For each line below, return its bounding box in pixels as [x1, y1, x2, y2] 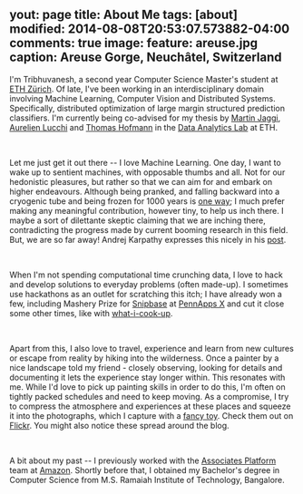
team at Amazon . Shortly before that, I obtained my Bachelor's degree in [9, 464, 280, 475]
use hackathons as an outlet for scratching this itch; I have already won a [9, 288, 283, 299]
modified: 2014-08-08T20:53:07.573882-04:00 [9, 22, 290, 37]
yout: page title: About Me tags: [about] [9, 7, 239, 23]
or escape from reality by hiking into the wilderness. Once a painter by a [9, 353, 279, 363]
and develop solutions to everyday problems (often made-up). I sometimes [9, 278, 288, 289]
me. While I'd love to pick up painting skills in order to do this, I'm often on [9, 381, 286, 392]
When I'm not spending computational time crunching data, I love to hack [9, 269, 283, 280]
